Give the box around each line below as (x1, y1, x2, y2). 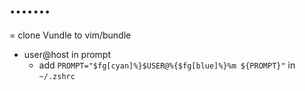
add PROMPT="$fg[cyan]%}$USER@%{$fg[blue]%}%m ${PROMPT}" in (38, 59, 296, 71)
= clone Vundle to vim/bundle (9, 29, 132, 41)
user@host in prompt (23, 48, 112, 60)
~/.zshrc (38, 71, 76, 81)
